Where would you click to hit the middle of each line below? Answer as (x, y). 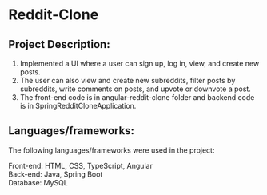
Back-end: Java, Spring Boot (56, 174)
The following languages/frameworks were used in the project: (112, 150)
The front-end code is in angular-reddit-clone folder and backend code (137, 97)
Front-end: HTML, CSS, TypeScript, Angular (81, 165)
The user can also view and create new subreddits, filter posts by (128, 80)
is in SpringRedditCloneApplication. (78, 106)
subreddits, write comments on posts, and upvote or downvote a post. (135, 89)
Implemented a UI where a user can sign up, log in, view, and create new (139, 63)
